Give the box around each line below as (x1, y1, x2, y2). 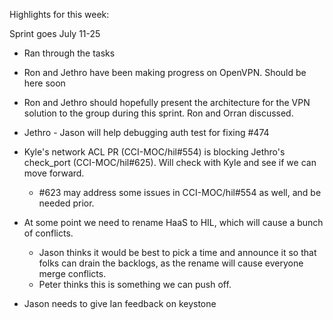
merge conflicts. (38, 268, 107, 279)
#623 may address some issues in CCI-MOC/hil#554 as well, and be (38, 187, 322, 198)
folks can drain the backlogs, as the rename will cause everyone (38, 257, 304, 269)
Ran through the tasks (23, 47, 116, 59)
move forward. (23, 167, 85, 179)
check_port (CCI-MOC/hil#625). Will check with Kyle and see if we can (23, 157, 317, 168)
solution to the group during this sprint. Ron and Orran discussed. (23, 107, 294, 119)
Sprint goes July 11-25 (9, 28, 101, 39)
